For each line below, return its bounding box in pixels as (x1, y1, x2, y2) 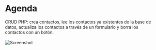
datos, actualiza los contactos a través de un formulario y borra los (5, 24, 139, 30)
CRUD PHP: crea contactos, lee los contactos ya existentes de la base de (5, 19, 151, 25)
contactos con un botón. (5, 29, 54, 35)
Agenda (5, 3, 37, 14)
